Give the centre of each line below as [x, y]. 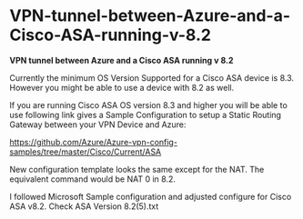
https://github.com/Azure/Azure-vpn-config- [93, 142]
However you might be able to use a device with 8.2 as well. [122, 87]
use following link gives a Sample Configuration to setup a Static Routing [146, 114]
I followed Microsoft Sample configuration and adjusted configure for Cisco [151, 196]
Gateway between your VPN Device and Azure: [98, 124]
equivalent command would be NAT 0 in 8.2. [92, 179]
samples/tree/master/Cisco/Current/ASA [86, 152]
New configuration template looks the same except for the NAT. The [137, 169]
